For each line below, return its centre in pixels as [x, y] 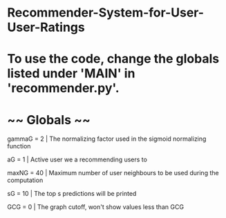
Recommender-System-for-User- [106, 13]
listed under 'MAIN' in [71, 73]
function [19, 146]
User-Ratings [46, 27]
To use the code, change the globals [113, 59]
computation [25, 180]
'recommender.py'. [63, 88]
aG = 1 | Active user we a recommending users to [77, 159]
